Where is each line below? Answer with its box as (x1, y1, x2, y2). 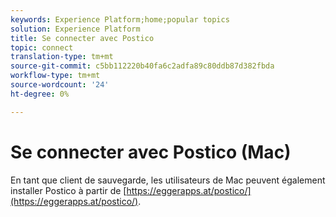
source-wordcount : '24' (10, 80, 110, 90)
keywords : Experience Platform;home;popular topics (10, 14, 230, 25)
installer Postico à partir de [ (10, 184, 127, 196)
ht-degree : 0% (10, 89, 70, 99)
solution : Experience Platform (10, 24, 141, 34)
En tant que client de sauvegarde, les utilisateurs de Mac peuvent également (10, 174, 326, 186)
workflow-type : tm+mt (10, 71, 101, 81)
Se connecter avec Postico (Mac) (10, 141, 292, 163)
